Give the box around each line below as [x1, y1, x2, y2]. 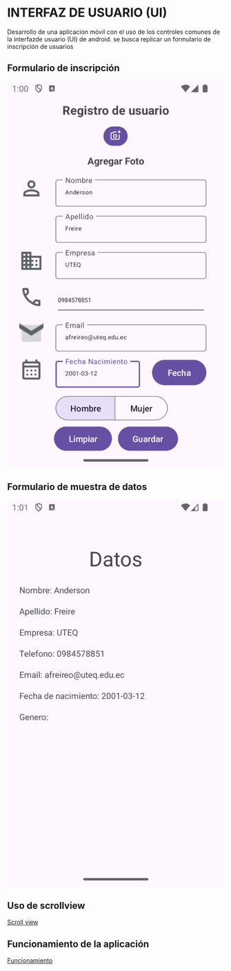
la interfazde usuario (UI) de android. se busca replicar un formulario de [7, 35, 212, 43]
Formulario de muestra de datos [7, 481, 148, 493]
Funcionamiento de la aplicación [7, 938, 150, 950]
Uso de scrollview [7, 899, 86, 912]
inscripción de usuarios [7, 42, 74, 50]
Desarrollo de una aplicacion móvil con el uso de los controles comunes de [7, 28, 221, 36]
